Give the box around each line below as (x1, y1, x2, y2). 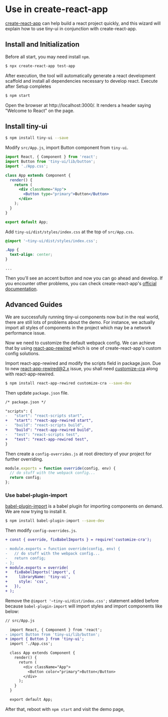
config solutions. (5, 350, 40, 356)
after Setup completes (5, 83, 51, 89)
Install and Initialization (5, 40, 79, 49)
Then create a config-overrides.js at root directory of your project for (5, 451, 152, 457)
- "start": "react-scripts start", (5, 413, 85, 418)
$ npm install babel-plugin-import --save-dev (5, 518, 105, 523)
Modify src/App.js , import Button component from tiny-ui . (5, 145, 129, 151)
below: (5, 608, 19, 614)
